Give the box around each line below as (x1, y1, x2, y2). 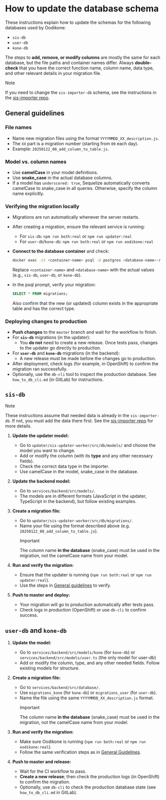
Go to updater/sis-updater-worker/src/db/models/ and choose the (19, 442, 156, 448)
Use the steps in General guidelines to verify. (19, 582, 111, 588)
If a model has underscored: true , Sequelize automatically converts (12, 180, 150, 186)
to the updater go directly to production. (19, 345, 101, 351)
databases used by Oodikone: (5, 24, 66, 30)
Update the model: (12, 639, 51, 645)
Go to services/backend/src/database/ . (19, 684, 100, 690)
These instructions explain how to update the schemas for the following (5, 19, 151, 25)
